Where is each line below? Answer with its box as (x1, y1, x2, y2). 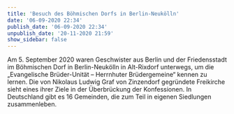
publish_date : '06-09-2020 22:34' (7, 23, 108, 30)
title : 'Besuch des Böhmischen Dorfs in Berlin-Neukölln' (7, 10, 180, 17)
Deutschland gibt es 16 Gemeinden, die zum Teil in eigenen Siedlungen (7, 92, 212, 101)
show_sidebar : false (7, 36, 68, 43)
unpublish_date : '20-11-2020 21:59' (7, 29, 114, 37)
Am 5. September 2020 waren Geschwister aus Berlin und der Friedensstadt (7, 55, 227, 64)
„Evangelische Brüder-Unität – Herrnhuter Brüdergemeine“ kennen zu (7, 71, 207, 79)
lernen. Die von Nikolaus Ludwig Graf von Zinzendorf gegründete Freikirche (7, 78, 226, 86)
